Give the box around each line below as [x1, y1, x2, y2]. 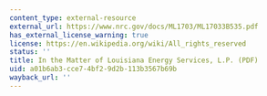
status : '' [9, 48, 51, 57]
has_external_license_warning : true [9, 30, 149, 39]
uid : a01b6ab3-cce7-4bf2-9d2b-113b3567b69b [9, 65, 178, 74]
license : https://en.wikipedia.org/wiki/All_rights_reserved [9, 38, 247, 48]
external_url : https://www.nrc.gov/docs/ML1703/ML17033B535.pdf [9, 22, 259, 31]
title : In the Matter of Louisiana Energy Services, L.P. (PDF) [9, 56, 259, 65]
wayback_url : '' [9, 73, 71, 82]
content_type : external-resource [9, 13, 137, 23]
